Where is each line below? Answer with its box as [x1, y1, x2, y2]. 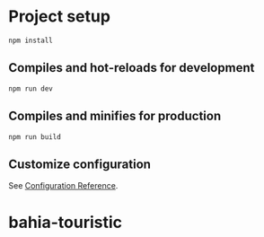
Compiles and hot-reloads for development [8, 60, 255, 75]
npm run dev [8, 83, 53, 93]
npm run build [8, 132, 62, 141]
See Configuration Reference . [8, 180, 119, 191]
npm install [8, 36, 53, 45]
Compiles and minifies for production [8, 109, 222, 124]
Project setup [8, 6, 111, 27]
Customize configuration [8, 156, 152, 171]
